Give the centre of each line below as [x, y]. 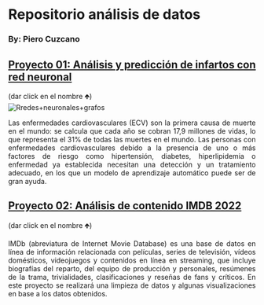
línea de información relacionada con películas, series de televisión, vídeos [132, 252]
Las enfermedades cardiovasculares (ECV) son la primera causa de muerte [132, 123]
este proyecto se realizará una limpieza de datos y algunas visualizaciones [132, 285]
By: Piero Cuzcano [44, 39]
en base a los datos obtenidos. [58, 293]
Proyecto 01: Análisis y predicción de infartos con [132, 64]
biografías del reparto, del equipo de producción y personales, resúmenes [132, 268]
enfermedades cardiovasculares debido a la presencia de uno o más [132, 148]
